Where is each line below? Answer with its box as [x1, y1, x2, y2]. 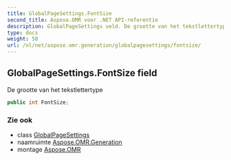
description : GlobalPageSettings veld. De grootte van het [7, 23, 180, 30]
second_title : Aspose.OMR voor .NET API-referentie [7, 16, 158, 23]
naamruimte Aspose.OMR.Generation [16, 138, 122, 146]
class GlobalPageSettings [16, 130, 90, 139]
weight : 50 [7, 36, 38, 43]
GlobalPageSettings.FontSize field [7, 67, 157, 79]
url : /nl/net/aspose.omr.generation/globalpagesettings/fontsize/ [7, 42, 201, 49]
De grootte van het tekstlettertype [7, 85, 103, 93]
